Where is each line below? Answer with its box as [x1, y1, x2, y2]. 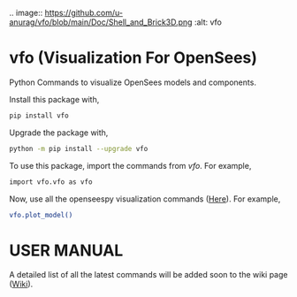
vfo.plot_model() [9, 210, 73, 219]
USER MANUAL [9, 240, 124, 260]
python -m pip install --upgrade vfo [9, 144, 148, 153]
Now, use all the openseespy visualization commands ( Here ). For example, [9, 194, 281, 204]
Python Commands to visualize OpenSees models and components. [9, 77, 256, 88]
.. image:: [9, 8, 43, 18]
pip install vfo [9, 110, 69, 120]
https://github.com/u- [44, 8, 124, 18]
